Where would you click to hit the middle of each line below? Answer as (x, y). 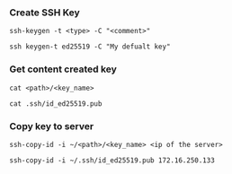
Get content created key (63, 69)
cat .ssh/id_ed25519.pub (56, 104)
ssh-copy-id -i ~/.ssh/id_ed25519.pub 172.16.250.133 (112, 160)
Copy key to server (52, 126)
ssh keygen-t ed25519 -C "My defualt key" (90, 47)
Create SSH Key (45, 13)
